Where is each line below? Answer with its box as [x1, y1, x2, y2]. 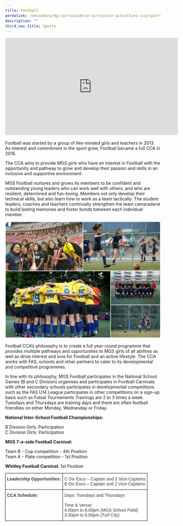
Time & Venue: [64, 502, 93, 508]
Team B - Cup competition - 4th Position [5, 449, 87, 454]
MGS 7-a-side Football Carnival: [5, 439, 73, 445]
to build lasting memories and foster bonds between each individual [5, 206, 143, 212]
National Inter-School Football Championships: [5, 414, 104, 420]
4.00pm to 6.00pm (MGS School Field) [64, 507, 138, 513]
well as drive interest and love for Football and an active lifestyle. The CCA [5, 353, 156, 360]
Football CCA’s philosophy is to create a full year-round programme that [5, 343, 151, 349]
